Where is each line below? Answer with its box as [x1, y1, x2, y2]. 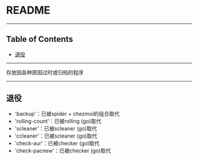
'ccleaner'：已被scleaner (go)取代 [14, 132, 97, 139]
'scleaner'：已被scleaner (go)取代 [14, 125, 97, 132]
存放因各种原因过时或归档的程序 [6, 68, 84, 76]
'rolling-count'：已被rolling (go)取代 [14, 117, 101, 125]
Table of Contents [6, 34, 74, 44]
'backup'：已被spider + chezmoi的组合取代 [14, 110, 120, 117]
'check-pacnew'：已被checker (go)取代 [14, 147, 111, 154]
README [6, 4, 51, 17]
